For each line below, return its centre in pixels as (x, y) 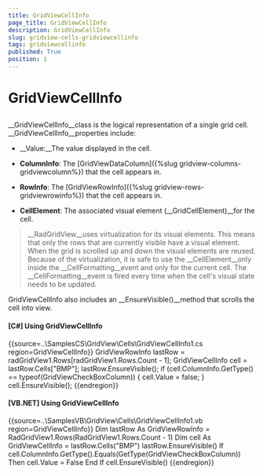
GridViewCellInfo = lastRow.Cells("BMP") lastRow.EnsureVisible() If (116, 445)
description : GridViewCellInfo (59, 30)
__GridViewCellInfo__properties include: (72, 133)
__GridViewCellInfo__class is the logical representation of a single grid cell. (128, 125)
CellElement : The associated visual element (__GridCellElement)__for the (137, 211)
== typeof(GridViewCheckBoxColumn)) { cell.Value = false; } (106, 377)
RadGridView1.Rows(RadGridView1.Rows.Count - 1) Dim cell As (110, 437)
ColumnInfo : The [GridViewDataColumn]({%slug (99, 164)
